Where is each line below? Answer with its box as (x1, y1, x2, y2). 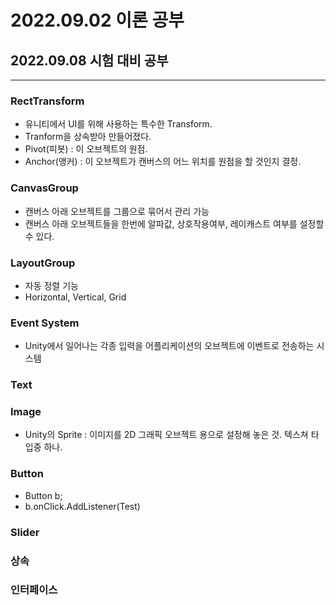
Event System (10, 316, 80, 330)
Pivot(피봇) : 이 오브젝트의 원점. (24, 143, 148, 155)
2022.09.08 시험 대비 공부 (10, 52, 169, 69)
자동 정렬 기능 (24, 279, 79, 291)
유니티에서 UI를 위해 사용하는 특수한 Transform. (24, 118, 213, 130)
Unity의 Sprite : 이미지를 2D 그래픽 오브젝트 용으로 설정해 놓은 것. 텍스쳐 (24, 429, 309, 441)
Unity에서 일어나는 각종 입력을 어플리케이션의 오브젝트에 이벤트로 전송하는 (24, 340, 315, 352)
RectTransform (10, 94, 85, 108)
